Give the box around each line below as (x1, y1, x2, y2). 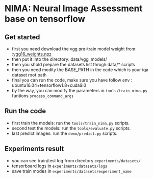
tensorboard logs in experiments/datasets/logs (11, 163, 107, 169)
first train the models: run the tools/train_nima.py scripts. (11, 120, 130, 126)
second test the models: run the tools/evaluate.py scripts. (11, 125, 131, 131)
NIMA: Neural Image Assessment (4, 3, 143, 14)
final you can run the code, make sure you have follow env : (11, 77, 132, 83)
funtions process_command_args (11, 93, 74, 99)
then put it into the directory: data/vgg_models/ (11, 56, 107, 62)
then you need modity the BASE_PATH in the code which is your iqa (11, 67, 149, 73)
